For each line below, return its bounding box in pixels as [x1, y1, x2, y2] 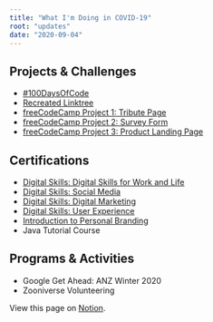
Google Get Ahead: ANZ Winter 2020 [22, 275, 161, 286]
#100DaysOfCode [22, 88, 90, 99]
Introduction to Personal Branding [22, 215, 149, 226]
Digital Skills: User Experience [22, 206, 135, 216]
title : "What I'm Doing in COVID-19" [9, 13, 152, 23]
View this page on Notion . [9, 302, 106, 313]
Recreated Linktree [22, 97, 94, 109]
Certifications [9, 152, 90, 168]
